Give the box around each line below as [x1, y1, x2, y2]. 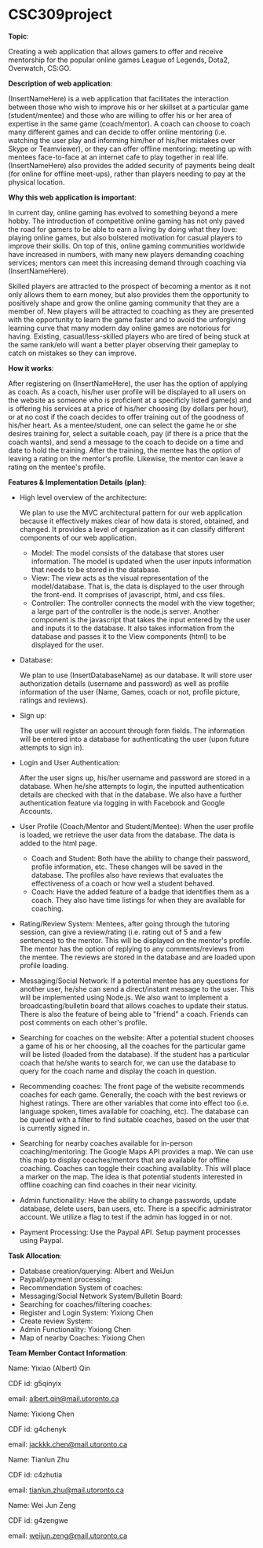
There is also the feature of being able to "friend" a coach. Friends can [19, 1009, 249, 1018]
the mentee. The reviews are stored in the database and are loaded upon [19, 952, 256, 962]
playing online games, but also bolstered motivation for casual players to [8, 233, 243, 242]
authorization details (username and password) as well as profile [19, 678, 229, 688]
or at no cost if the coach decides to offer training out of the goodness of [8, 412, 245, 421]
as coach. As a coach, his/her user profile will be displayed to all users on [8, 387, 247, 396]
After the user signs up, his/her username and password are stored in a [19, 772, 250, 783]
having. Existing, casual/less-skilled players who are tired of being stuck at [8, 332, 250, 341]
